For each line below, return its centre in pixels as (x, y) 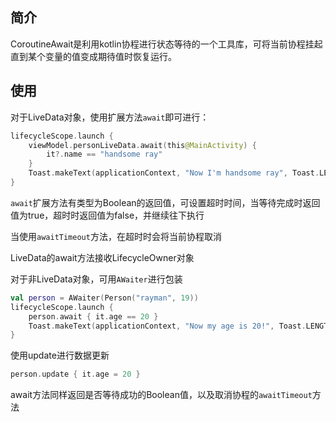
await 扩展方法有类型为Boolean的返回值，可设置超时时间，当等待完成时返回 (165, 202)
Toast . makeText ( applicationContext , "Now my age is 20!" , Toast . (167, 326)
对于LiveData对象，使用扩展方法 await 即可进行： (110, 117)
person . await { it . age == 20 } (93, 316)
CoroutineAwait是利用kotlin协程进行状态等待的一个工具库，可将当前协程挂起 (166, 44)
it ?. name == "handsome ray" (104, 154)
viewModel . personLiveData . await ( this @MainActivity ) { (142, 145)
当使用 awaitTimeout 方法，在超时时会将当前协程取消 (116, 236)
